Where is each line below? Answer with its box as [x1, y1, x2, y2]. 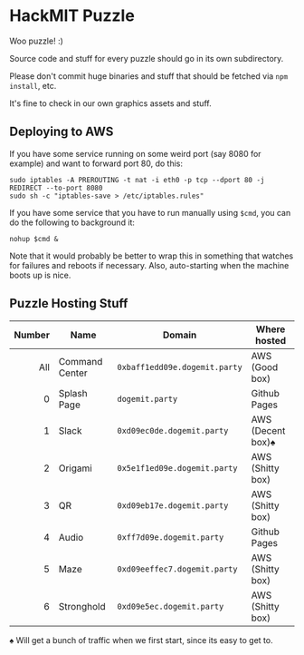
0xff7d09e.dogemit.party [117, 532, 224, 543]
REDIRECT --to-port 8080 [9, 183, 103, 192]
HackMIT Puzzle [9, 5, 136, 26]
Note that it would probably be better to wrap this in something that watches [9, 250, 294, 261]
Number [14, 328, 50, 341]
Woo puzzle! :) [9, 35, 63, 46]
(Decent [251, 424, 286, 436]
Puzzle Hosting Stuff [9, 296, 128, 311]
